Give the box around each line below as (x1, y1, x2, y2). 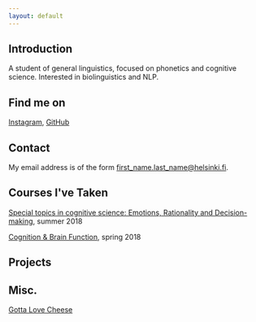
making (8, 216, 34, 226)
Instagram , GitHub (8, 117, 70, 127)
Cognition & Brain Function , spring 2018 (8, 232, 141, 241)
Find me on (8, 95, 66, 110)
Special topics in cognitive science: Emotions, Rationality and (8, 207, 214, 217)
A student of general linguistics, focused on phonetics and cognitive (8, 63, 237, 73)
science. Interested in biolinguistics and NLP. (8, 72, 159, 82)
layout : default (8, 11, 63, 20)
